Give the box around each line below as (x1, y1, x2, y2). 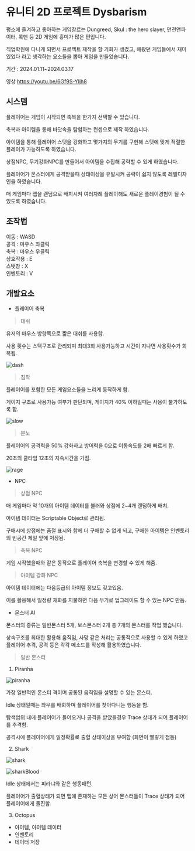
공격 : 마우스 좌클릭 (6, 240, 50, 247)
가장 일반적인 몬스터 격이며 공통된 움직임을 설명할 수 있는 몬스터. (6, 689, 153, 696)
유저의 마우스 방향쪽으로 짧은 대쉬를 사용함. (6, 330, 105, 337)
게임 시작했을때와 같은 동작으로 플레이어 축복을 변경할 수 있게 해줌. (6, 559, 157, 566)
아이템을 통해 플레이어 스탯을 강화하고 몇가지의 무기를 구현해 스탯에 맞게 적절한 (6, 138, 186, 145)
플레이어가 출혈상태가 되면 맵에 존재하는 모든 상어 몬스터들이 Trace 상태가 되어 (6, 792, 185, 800)
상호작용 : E (6, 255, 33, 262)
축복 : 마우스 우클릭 (6, 247, 50, 255)
